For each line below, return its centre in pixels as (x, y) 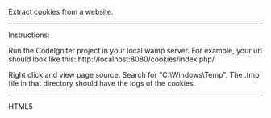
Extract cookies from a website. (61, 12)
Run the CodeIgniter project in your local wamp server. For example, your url (135, 51)
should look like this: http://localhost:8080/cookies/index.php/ (112, 59)
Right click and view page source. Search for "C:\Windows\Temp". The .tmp (134, 75)
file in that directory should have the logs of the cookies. (102, 83)
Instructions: (29, 35)
